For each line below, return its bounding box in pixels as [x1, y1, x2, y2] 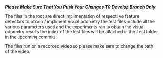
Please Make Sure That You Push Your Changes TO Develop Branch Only [5, 4, 156, 10]
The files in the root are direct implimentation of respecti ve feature [5, 14, 140, 19]
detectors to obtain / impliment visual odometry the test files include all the [5, 19, 155, 24]
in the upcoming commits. [5, 34, 57, 40]
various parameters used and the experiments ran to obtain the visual [5, 24, 145, 29]
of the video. [5, 48, 31, 54]
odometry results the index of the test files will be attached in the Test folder [5, 29, 158, 34]
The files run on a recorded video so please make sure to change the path [5, 43, 154, 49]
